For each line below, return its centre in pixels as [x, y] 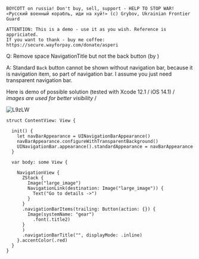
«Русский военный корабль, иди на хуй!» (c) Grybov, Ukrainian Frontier [98, 14]
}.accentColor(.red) [42, 241]
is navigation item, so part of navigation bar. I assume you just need [89, 74]
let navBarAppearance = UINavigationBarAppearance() [84, 136]
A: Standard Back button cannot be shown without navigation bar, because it [99, 68]
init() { [22, 131]
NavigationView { [38, 173]
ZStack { [33, 178]
